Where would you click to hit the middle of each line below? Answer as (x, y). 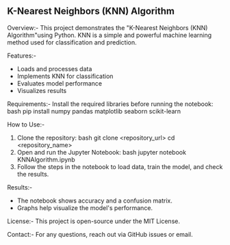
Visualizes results (42, 90)
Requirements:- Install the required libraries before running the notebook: (110, 104)
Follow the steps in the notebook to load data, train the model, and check (120, 166)
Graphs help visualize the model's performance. (85, 207)
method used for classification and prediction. (72, 42)
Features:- (22, 55)
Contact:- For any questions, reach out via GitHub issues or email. (100, 234)
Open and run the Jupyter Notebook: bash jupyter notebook (102, 152)
